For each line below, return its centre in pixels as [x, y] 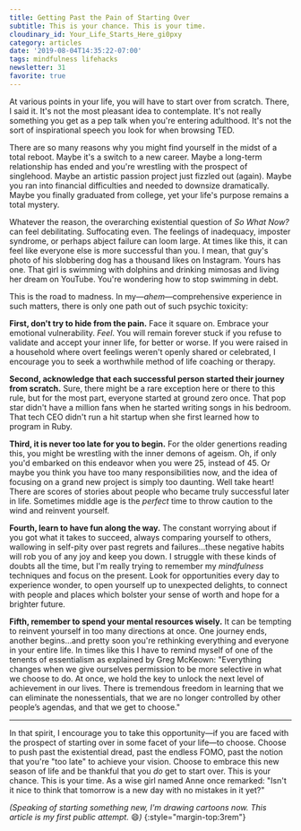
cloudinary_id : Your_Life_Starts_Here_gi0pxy [95, 34]
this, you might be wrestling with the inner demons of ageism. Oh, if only [143, 453]
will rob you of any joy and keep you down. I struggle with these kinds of [143, 556]
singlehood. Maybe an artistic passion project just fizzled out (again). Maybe [150, 176]
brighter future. [37, 604]
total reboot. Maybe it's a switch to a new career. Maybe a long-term [136, 157]
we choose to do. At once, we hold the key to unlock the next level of [137, 679]
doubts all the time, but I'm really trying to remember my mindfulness [137, 566]
